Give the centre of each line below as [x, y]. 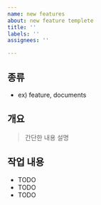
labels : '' [23, 34]
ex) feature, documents [52, 95]
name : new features [36, 14]
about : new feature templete [51, 21]
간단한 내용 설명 [47, 137]
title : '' [22, 27]
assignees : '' [28, 41]
